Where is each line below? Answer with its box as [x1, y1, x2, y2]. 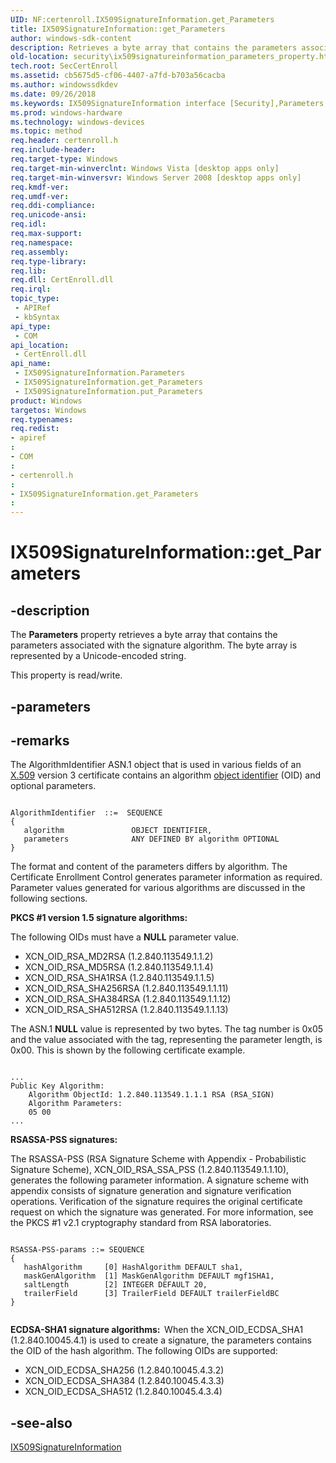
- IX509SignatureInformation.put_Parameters [14, 386, 203, 396]
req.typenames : [10, 414, 74, 425]
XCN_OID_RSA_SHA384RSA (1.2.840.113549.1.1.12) [24, 993, 232, 1005]
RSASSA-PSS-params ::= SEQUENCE [10, 1245, 145, 1255]
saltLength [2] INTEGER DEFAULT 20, [23, 1280, 208, 1290]
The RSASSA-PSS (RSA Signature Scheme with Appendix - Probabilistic [10, 1153, 307, 1165]
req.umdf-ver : [10, 191, 70, 201]
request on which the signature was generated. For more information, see [10, 1206, 314, 1218]
